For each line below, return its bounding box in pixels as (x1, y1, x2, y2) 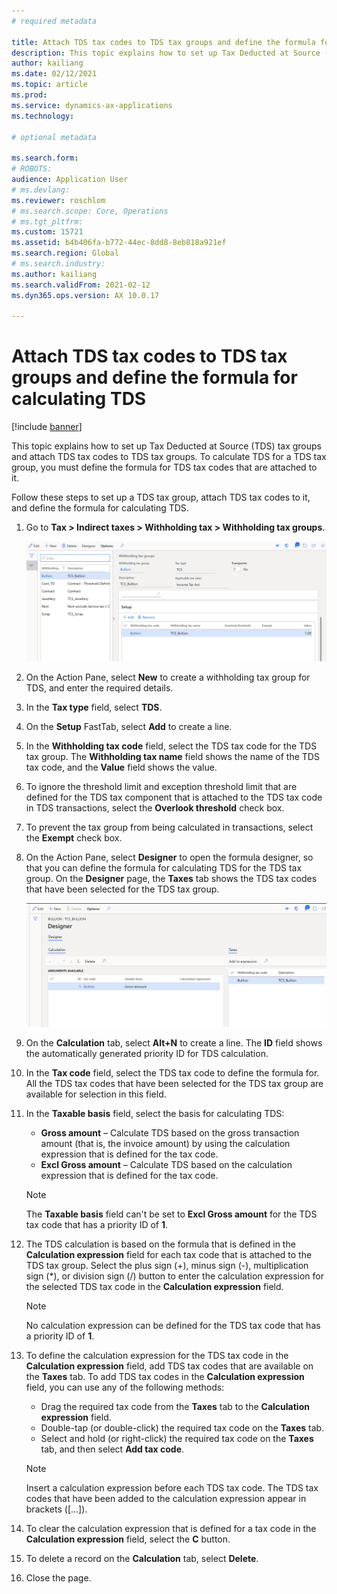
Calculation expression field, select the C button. (25, 1533, 231, 1545)
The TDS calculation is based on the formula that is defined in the (25, 1238, 296, 1250)
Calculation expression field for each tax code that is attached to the (25, 1248, 313, 1260)
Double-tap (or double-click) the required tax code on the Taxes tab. (40, 1421, 325, 1434)
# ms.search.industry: (11, 259, 106, 269)
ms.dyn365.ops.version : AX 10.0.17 (11, 290, 160, 300)
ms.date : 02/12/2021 (11, 69, 98, 79)
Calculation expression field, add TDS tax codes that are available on (25, 1360, 314, 1372)
